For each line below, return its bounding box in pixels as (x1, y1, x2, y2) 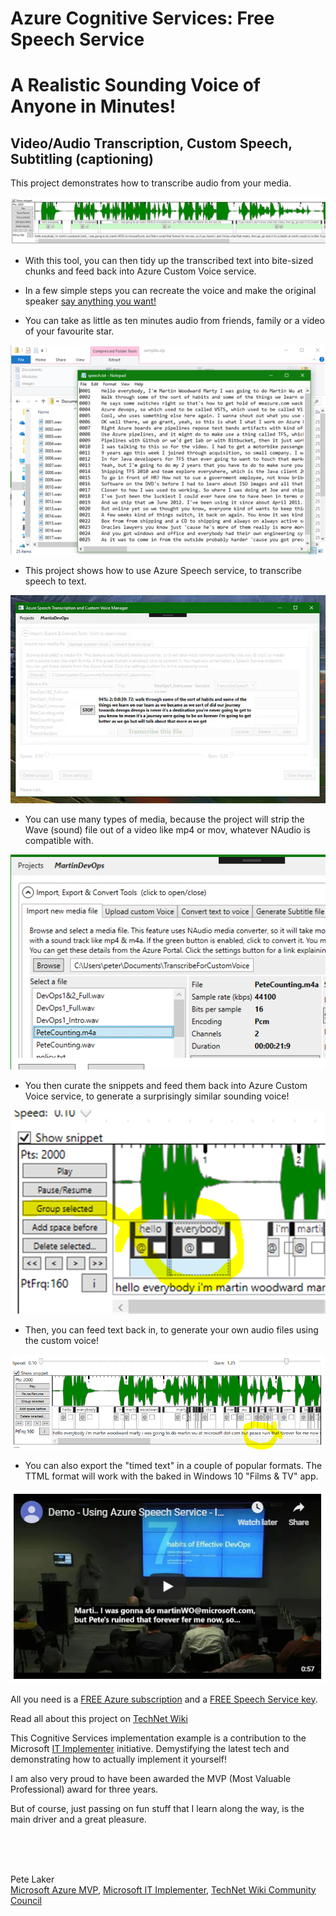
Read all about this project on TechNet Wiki (10, 1712, 188, 1724)
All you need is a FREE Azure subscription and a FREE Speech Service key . (10, 1693, 318, 1705)
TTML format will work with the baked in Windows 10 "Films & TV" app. (24, 1470, 319, 1482)
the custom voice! (24, 1335, 100, 1347)
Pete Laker (10, 1873, 55, 1885)
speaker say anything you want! (24, 295, 157, 307)
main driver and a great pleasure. (10, 1813, 147, 1825)
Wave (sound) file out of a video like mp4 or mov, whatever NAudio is (24, 824, 311, 836)
